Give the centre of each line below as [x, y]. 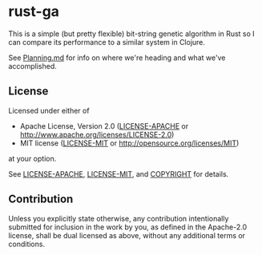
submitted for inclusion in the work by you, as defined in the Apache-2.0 [127, 227]
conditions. [27, 244]
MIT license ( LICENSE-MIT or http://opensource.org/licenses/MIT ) [129, 143]
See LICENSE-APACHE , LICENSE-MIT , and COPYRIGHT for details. [119, 173]
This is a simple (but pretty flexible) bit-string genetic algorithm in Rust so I [131, 34]
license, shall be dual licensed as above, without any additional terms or [127, 235]
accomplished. [33, 66]
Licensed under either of [49, 110]
